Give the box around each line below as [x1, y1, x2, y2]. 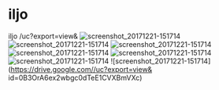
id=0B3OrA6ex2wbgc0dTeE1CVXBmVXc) [8, 73, 143, 82]
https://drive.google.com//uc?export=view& [10, 64, 152, 74]
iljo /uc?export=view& [8, 31, 79, 41]
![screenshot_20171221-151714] [110, 56, 211, 66]
